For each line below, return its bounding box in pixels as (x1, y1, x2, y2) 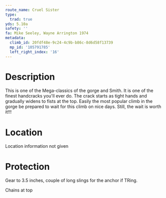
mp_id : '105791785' (10, 45, 51, 50)
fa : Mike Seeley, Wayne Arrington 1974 (5, 31, 89, 36)
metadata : (5, 36, 26, 41)
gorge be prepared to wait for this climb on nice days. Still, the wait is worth (5, 104, 161, 110)
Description (5, 71, 55, 82)
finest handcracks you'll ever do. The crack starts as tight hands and (5, 93, 147, 99)
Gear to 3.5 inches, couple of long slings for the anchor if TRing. (5, 177, 138, 183)
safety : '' (5, 26, 28, 31)
